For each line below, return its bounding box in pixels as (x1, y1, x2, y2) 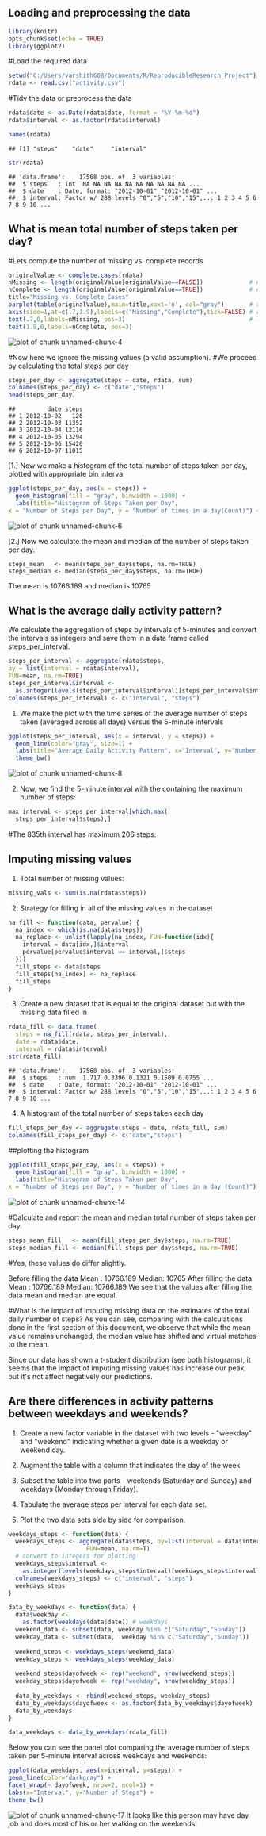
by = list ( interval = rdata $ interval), (8, 665, 140, 673)
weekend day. (19, 1445, 66, 1455)
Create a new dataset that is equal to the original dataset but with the (19, 999, 245, 1009)
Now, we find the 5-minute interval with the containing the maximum (19, 784, 243, 794)
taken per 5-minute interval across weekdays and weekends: (8, 1751, 207, 1761)
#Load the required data (8, 56, 87, 66)
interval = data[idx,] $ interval (22, 941, 129, 949)
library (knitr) (8, 27, 59, 35)
